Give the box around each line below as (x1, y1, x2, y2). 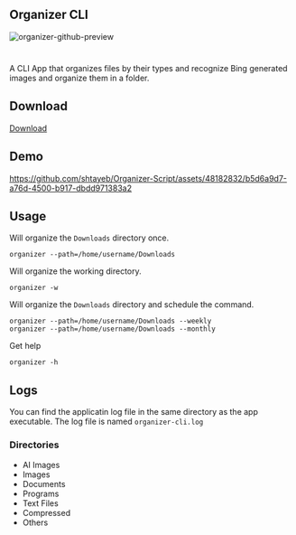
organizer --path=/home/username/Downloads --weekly (9, 316, 212, 326)
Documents (22, 478, 66, 489)
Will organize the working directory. (9, 266, 142, 277)
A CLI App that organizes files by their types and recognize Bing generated (9, 63, 288, 73)
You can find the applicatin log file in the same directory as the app (9, 407, 259, 418)
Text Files (22, 497, 59, 509)
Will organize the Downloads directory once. (9, 232, 170, 243)
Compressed (22, 507, 70, 518)
